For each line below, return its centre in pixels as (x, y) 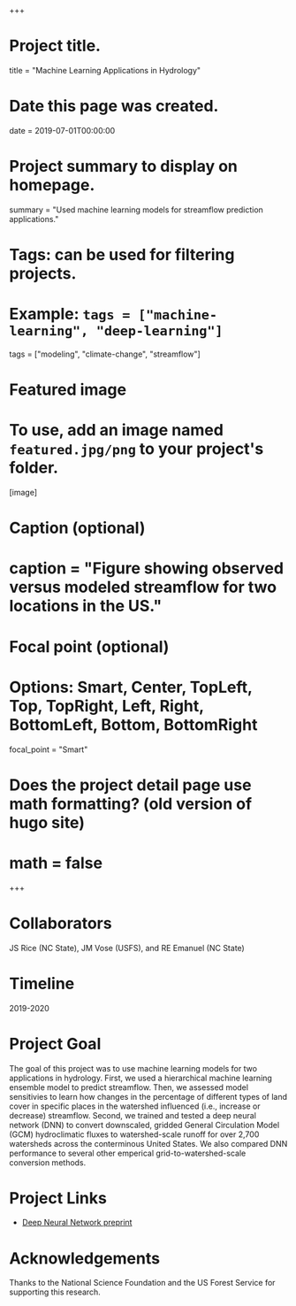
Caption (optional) (77, 528)
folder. (34, 468)
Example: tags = (70, 314)
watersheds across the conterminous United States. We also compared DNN (148, 1143)
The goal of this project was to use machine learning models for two (133, 1068)
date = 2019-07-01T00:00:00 (62, 130)
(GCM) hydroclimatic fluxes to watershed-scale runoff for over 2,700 (134, 1134)
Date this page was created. (114, 106)
